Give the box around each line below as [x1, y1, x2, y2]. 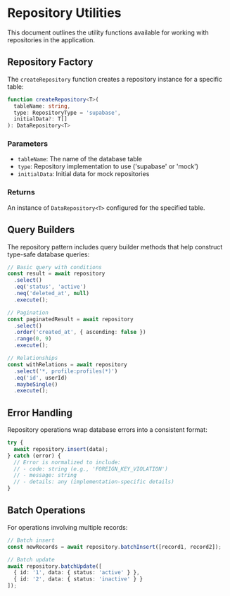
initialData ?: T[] [13, 116, 68, 123]
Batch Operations [7, 504, 86, 516]
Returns [7, 187, 35, 197]
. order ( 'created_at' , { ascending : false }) [13, 329, 146, 336]
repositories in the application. [7, 35, 96, 44]
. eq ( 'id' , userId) [13, 374, 68, 381]
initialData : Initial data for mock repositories [17, 170, 150, 178]
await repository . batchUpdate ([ [7, 562, 102, 570]
